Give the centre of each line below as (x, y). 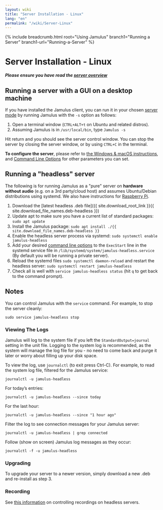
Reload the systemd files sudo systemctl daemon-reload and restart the (83, 260)
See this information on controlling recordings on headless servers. (72, 502)
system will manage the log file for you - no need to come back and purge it (81, 350)
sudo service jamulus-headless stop (42, 317)
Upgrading (18, 463)
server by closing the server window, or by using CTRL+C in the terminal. (76, 144)
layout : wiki (18, 9)
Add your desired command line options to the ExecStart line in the (79, 245)
